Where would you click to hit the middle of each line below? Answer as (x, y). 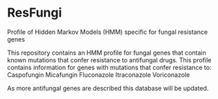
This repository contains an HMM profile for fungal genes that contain (107, 53)
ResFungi (35, 13)
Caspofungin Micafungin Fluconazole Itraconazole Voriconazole (99, 75)
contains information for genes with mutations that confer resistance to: (109, 67)
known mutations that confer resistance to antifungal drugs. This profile (109, 60)
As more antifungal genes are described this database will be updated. (108, 88)
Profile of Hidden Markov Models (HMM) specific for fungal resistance (108, 32)
